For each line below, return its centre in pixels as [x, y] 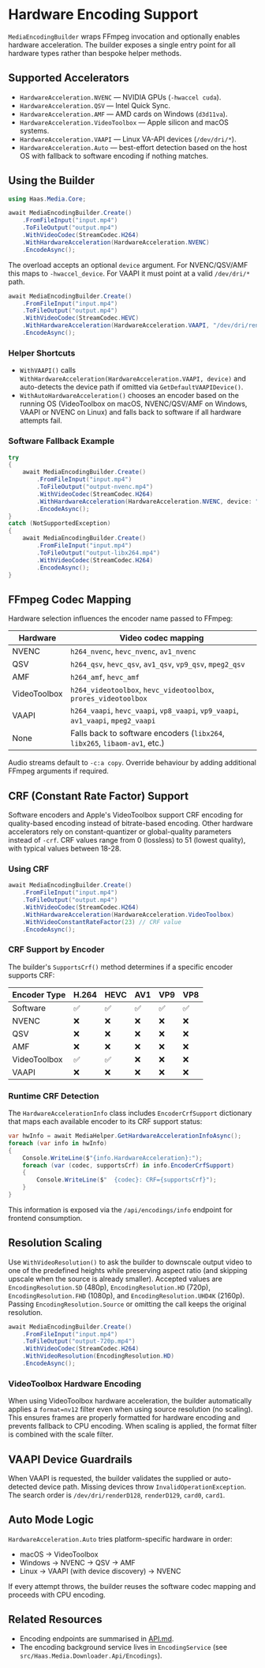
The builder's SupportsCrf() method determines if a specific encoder [121, 967]
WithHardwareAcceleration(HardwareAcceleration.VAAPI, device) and [132, 379]
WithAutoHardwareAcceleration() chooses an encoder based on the [129, 396]
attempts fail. [41, 421]
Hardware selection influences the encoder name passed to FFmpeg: [121, 618]
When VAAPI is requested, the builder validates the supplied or [110, 1478]
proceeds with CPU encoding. [57, 1595]
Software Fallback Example [62, 441]
